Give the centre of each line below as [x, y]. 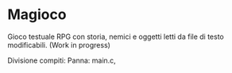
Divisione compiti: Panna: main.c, [62, 60]
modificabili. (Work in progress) [59, 44]
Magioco [37, 15]
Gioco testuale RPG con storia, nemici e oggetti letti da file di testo [116, 36]
